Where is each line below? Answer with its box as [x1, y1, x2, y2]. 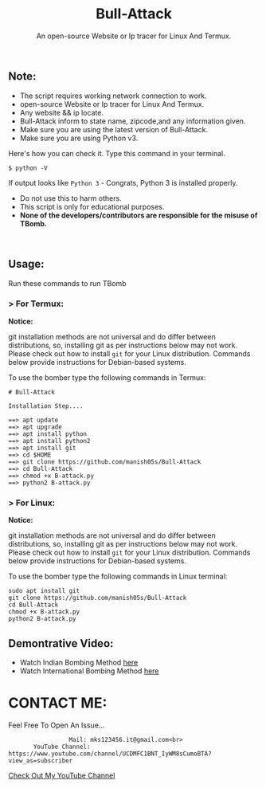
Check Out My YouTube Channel [8, 770, 115, 780]
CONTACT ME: [8, 694, 108, 712]
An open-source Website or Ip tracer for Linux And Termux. [36, 31, 232, 41]
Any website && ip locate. [19, 108, 104, 117]
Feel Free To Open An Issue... [8, 720, 105, 730]
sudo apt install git [8, 587, 80, 595]
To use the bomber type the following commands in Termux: [8, 372, 206, 382]
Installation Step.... [8, 402, 84, 410]
